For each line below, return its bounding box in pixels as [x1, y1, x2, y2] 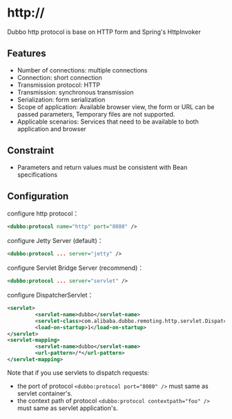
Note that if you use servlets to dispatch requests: [7, 368, 150, 377]
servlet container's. [17, 389, 72, 398]
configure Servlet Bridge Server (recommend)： [7, 264, 144, 272]
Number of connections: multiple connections [17, 66, 148, 74]
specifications [17, 170, 57, 179]
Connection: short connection [17, 73, 102, 81]
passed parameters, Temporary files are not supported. [17, 110, 175, 118]
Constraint [7, 145, 54, 157]
